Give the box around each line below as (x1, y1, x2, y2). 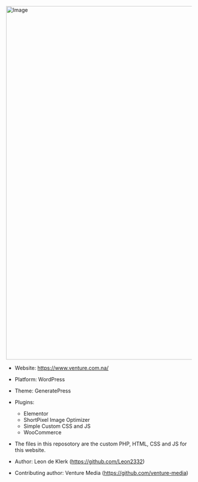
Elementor (23, 410, 49, 417)
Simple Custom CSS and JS (23, 422, 91, 430)
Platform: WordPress (14, 376, 65, 382)
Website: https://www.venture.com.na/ (14, 365, 109, 371)
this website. (14, 447, 46, 453)
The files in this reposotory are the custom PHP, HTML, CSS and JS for (14, 440, 187, 447)
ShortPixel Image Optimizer (23, 417, 90, 423)
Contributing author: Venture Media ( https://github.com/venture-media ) (14, 470, 189, 476)
